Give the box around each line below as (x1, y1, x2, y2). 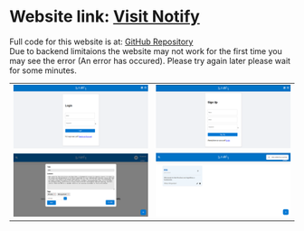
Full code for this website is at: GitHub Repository (9, 36, 194, 47)
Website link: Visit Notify (9, 6, 201, 27)
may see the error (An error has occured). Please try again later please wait (9, 55, 291, 66)
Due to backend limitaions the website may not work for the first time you (9, 45, 282, 56)
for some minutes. (9, 65, 77, 76)
